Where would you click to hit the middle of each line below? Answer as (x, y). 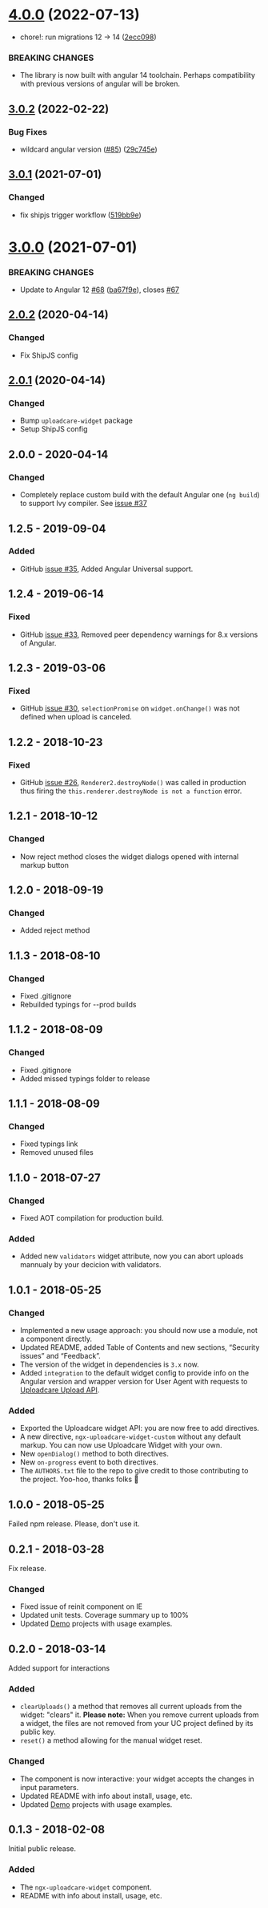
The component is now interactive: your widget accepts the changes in (137, 1779)
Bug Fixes (28, 132)
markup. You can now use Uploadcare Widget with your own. (121, 1445)
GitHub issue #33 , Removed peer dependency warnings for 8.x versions (139, 634)
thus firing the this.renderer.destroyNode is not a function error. (131, 791)
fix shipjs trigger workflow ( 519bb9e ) (80, 215)
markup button (44, 865)
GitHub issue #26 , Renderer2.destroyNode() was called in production (133, 782)
